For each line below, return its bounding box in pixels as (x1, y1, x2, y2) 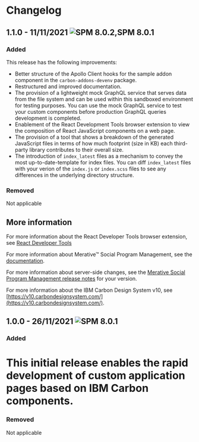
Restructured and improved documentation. (14, 83, 122, 90)
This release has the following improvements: (6, 58, 118, 66)
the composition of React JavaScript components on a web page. (14, 127, 175, 134)
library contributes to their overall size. (29, 146, 124, 153)
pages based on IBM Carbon (6, 382, 149, 395)
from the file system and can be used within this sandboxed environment (14, 95, 194, 102)
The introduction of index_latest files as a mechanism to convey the (14, 152, 183, 160)
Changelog (6, 4, 62, 17)
